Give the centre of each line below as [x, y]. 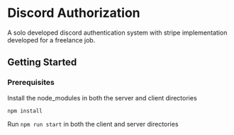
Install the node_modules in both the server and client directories [102, 98]
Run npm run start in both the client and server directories [93, 124]
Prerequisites [31, 83]
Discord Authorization [74, 13]
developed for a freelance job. [51, 40]
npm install [25, 111]
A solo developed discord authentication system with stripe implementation [117, 33]
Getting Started [42, 63]
